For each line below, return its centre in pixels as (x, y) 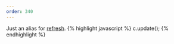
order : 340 (20, 11)
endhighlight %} (26, 34)
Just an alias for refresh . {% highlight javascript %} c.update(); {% (87, 28)
